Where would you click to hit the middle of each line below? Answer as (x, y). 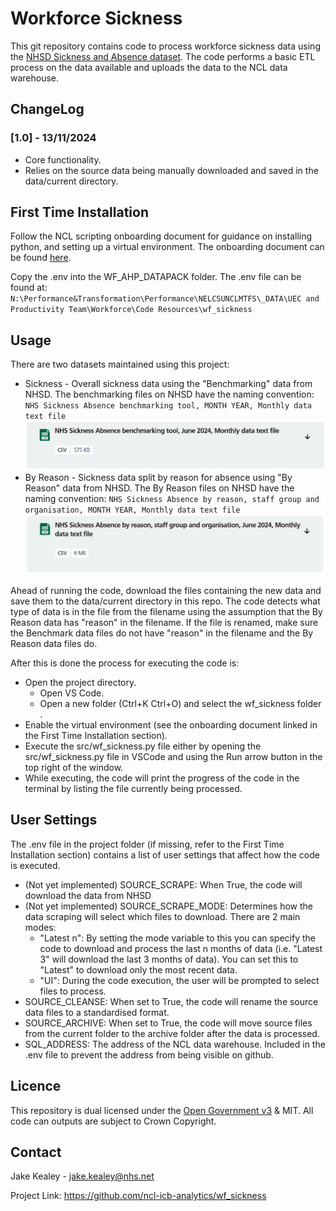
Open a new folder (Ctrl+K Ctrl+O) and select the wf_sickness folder (180, 703)
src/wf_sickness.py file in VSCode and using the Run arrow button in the (173, 756)
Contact (36, 1152)
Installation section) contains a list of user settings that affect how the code (165, 854)
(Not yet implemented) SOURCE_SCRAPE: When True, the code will (163, 884)
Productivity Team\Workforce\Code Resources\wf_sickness (131, 310)
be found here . (41, 258)
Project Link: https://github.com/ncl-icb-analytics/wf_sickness (138, 1196)
